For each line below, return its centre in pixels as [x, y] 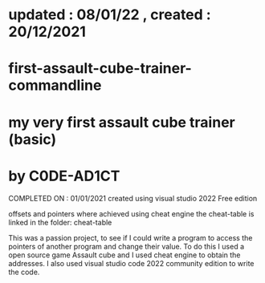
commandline [55, 85]
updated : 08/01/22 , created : [110, 15]
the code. [24, 272]
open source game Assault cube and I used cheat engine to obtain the [124, 255]
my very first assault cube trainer [122, 122]
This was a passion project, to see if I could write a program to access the [130, 237]
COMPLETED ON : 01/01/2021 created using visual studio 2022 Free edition [133, 198]
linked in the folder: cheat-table [60, 222]
